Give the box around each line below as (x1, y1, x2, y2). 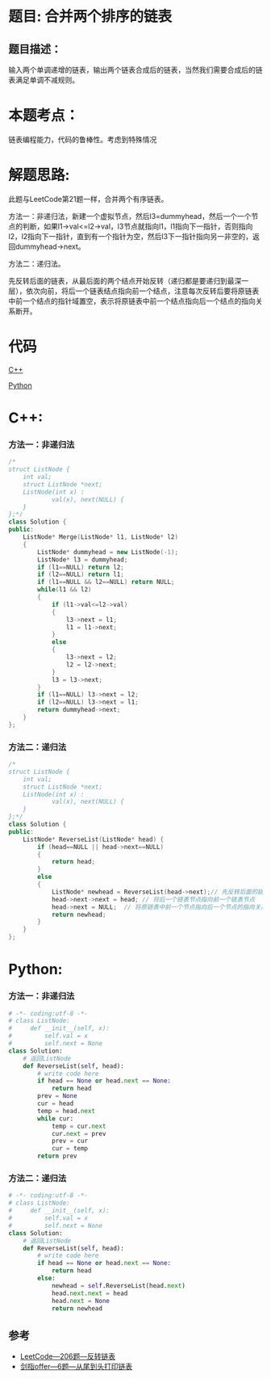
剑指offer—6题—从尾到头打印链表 (19, 1362, 133, 1372)
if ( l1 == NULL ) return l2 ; (37, 563, 125, 571)
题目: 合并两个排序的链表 (8, 7, 172, 26)
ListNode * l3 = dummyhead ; (37, 555, 128, 564)
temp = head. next (37, 1107, 95, 1115)
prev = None (37, 1092, 78, 1100)
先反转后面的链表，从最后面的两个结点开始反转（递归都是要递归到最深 (8, 275, 242, 285)
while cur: (37, 1114, 74, 1123)
